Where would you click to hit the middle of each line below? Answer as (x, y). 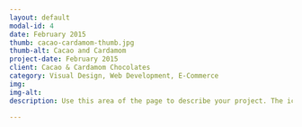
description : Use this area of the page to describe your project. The (146, 101)
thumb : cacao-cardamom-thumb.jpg (72, 42)
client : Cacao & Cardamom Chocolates (80, 68)
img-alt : (26, 92)
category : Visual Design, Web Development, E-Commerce (114, 76)
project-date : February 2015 (64, 59)
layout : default (40, 17)
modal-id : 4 (31, 26)
